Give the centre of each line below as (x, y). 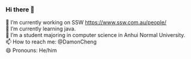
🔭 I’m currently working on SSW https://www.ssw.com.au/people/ (86, 23)
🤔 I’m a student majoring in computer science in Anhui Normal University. (95, 35)
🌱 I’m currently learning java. (41, 29)
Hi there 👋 (20, 10)
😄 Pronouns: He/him (31, 51)
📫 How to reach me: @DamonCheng (51, 42)
